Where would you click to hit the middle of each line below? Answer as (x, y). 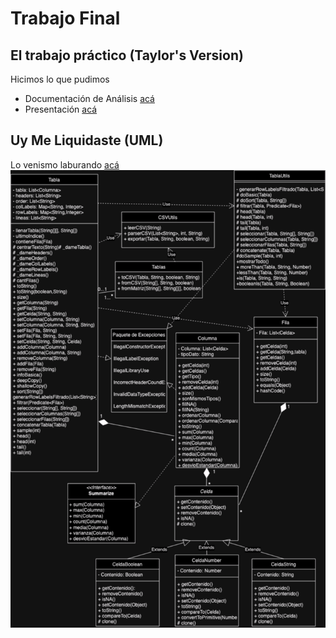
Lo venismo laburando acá (65, 164)
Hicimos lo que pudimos (60, 79)
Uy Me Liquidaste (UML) (87, 140)
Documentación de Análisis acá (89, 98)
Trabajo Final (65, 18)
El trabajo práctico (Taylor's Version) (127, 55)
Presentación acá (61, 109)
